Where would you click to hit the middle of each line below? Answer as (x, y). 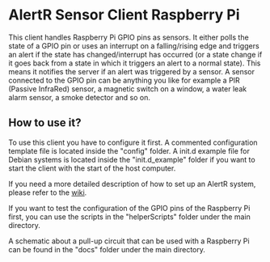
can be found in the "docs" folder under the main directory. (107, 249)
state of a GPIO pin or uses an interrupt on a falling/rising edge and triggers (134, 45)
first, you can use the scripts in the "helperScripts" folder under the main (129, 217)
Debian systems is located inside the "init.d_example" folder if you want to (132, 159)
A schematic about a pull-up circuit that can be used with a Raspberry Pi (129, 241)
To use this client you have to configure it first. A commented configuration (133, 142)
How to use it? (45, 123)
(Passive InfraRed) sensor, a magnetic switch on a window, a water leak (128, 89)
